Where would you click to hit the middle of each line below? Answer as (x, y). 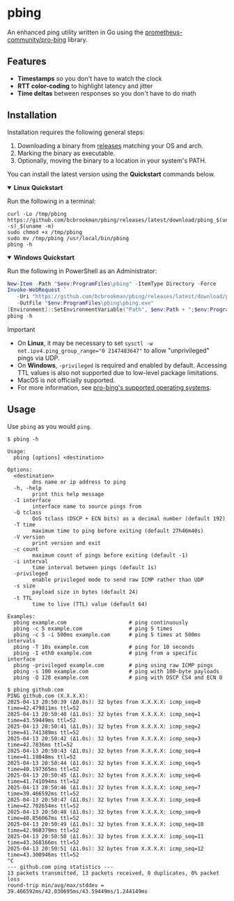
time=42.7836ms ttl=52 (40, 745)
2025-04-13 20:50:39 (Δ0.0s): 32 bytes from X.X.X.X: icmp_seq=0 (104, 702)
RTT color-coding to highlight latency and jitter (85, 86)
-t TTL (23, 598)
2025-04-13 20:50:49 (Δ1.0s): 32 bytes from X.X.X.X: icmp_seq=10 (106, 824)
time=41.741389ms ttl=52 (43, 732)
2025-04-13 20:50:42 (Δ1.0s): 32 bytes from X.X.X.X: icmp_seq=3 (104, 738)
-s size (25, 586)
